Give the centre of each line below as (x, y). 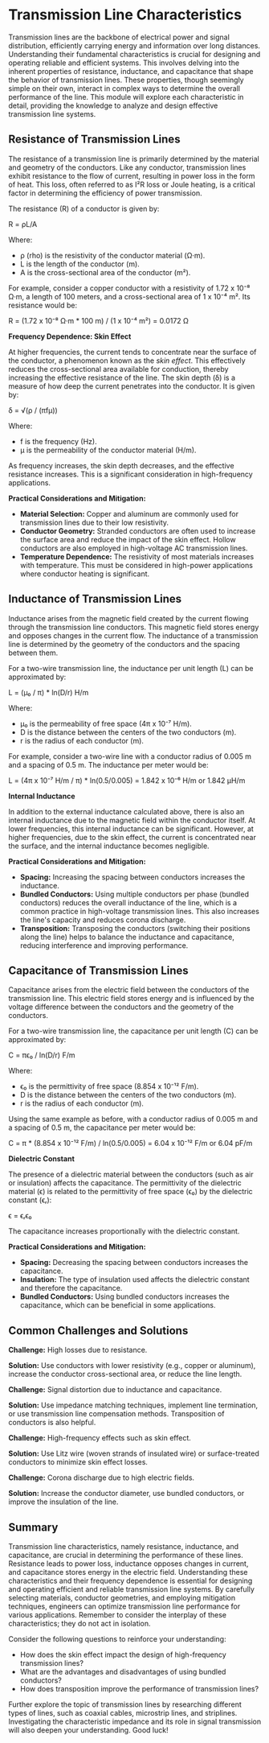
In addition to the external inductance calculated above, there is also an (126, 811)
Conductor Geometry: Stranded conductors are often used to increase (138, 531)
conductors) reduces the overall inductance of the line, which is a (128, 902)
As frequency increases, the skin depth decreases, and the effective (121, 465)
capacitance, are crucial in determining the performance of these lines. (126, 1555)
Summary (33, 1527)
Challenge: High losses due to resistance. (78, 1350)
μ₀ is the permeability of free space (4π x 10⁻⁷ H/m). (106, 723)
